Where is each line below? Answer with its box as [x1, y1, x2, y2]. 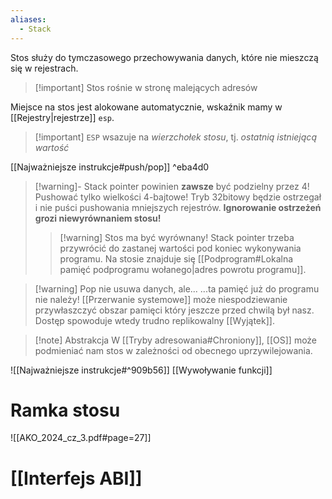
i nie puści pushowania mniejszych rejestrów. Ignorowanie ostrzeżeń [34, 201, 322, 213]
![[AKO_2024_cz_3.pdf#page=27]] [10, 432, 152, 444]
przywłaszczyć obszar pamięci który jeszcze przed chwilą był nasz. [34, 304, 315, 316]
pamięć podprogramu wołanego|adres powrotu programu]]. [59, 263, 307, 275]
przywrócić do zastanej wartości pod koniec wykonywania [59, 242, 302, 254]
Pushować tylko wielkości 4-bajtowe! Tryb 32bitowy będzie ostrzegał [34, 191, 322, 203]
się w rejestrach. [10, 62, 79, 74]
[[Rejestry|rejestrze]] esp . [10, 111, 115, 123]
